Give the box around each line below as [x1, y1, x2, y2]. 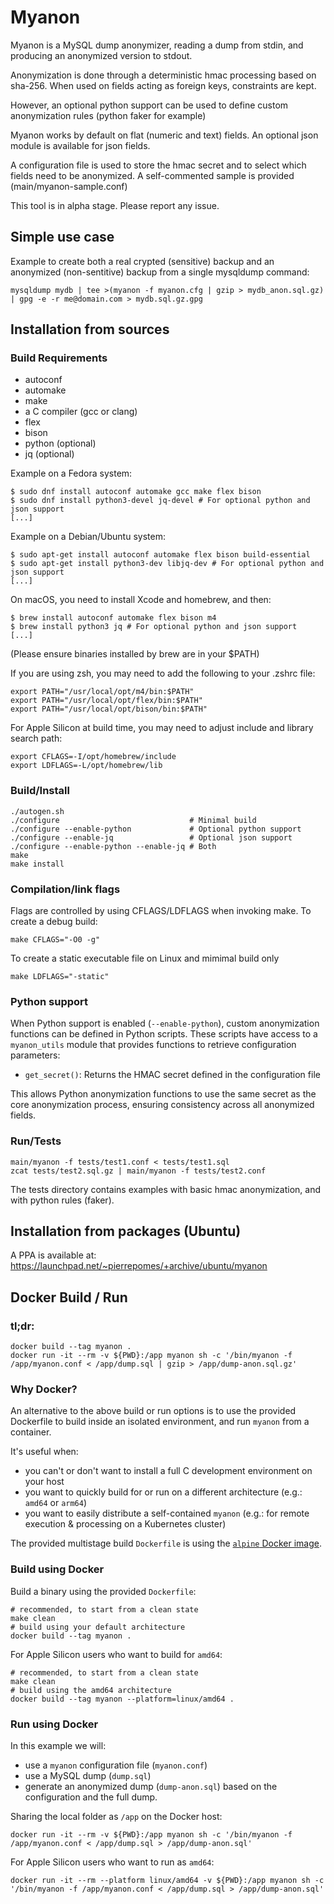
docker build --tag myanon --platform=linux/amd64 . [10, 1694, 235, 1704]
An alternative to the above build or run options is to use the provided [10, 1405, 297, 1417]
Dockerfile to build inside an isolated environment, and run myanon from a [10, 1416, 310, 1428]
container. [10, 1426, 52, 1438]
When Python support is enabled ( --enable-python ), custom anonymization [10, 1017, 320, 1030]
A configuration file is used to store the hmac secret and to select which [10, 159, 307, 171]
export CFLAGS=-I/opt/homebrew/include [10, 752, 177, 762]
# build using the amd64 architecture [10, 1685, 172, 1695]
